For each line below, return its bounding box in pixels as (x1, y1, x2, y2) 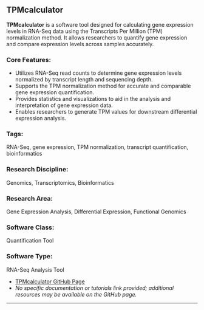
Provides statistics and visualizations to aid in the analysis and (15, 95, 171, 103)
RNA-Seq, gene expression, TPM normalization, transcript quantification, (6, 143, 189, 151)
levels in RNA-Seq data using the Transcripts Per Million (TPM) (6, 27, 163, 35)
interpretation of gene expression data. (15, 102, 114, 109)
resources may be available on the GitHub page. (15, 291, 137, 298)
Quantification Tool (6, 237, 54, 244)
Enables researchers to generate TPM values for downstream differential (15, 108, 197, 115)
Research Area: (6, 194, 53, 202)
